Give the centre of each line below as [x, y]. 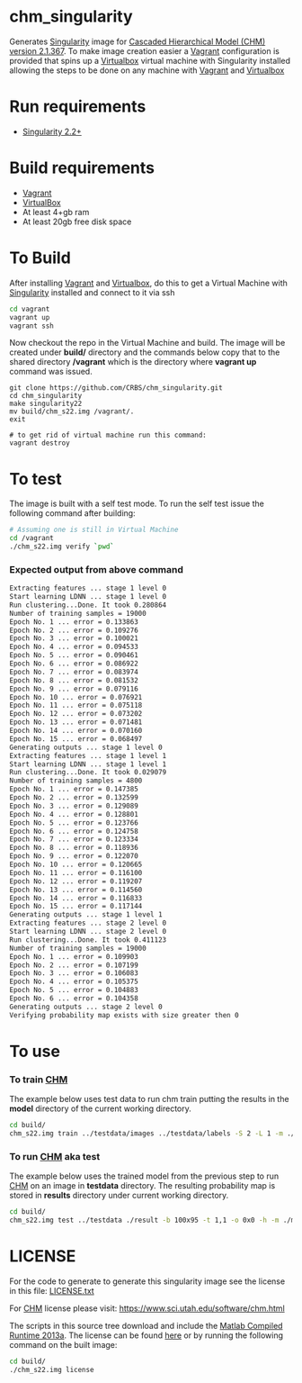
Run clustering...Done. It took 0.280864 [88, 605]
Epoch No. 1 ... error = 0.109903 [74, 956]
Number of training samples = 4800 [76, 781]
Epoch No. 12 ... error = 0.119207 [76, 881]
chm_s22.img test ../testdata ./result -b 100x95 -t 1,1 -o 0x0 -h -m [144, 1220]
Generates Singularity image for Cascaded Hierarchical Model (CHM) [138, 41]
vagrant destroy [40, 443]
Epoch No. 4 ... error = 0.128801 [74, 814]
